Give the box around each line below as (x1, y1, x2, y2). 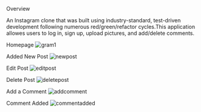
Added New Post (6, 53, 48, 60)
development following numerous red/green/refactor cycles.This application (6, 23, 195, 30)
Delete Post (6, 76, 35, 83)
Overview (6, 5, 30, 12)
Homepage (6, 42, 34, 48)
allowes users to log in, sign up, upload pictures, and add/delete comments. (6, 30, 195, 37)
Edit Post (6, 64, 29, 72)
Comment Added (6, 99, 49, 107)
